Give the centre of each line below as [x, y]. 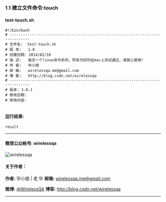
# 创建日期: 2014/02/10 [28, 55]
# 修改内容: [16, 101]
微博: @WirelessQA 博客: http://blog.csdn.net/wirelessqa [63, 189]
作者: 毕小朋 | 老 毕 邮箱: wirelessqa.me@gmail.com [58, 178]
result [12, 127]
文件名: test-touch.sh [33, 45]
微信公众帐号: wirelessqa [31, 143]
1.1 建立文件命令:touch [32, 7]
